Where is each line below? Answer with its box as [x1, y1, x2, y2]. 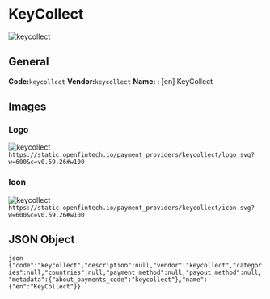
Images [8, 100, 47, 114]
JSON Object [8, 233, 75, 246]
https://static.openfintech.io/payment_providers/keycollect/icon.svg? [8, 204, 255, 212]
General [8, 55, 50, 69]
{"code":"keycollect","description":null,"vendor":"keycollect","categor [8, 261, 263, 269]
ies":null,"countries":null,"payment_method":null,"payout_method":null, [8, 268, 263, 276]
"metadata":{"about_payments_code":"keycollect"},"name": [8, 276, 208, 284]
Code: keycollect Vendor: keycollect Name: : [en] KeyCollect [8, 76, 213, 86]
